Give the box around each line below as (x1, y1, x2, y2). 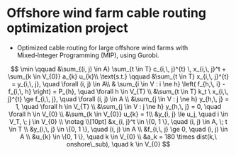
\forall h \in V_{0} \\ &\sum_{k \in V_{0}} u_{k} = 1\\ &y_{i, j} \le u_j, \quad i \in (9, 110, 228, 118)
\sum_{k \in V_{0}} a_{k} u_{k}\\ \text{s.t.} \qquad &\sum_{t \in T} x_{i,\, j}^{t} (7, 72, 230, 81)
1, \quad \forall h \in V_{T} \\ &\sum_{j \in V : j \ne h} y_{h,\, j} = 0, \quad (15, 102, 222, 110)
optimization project (6, 20, 128, 36)
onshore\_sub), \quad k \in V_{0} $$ (66, 139, 171, 148)
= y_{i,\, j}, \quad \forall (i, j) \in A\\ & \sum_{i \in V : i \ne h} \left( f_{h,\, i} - (11, 79, 226, 88)
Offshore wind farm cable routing (6, 5, 207, 21)
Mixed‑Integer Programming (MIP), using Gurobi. (16, 51, 159, 59)
